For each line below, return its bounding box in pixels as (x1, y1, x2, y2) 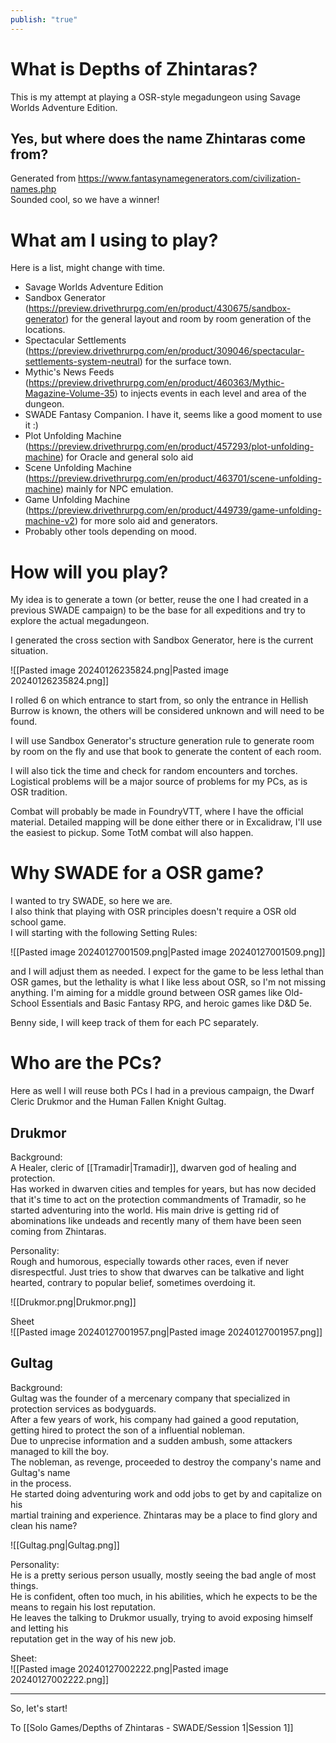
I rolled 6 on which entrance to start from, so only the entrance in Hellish (10, 694, 309, 706)
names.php (10, 183, 57, 195)
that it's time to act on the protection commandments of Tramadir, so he (10, 1193, 307, 1205)
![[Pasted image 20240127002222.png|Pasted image (10, 1662, 229, 1675)
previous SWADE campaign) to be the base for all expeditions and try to (10, 604, 306, 616)
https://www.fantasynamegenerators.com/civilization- (78, 172, 302, 185)
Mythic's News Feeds (24, 366, 115, 378)
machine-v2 (24, 515, 75, 527)
